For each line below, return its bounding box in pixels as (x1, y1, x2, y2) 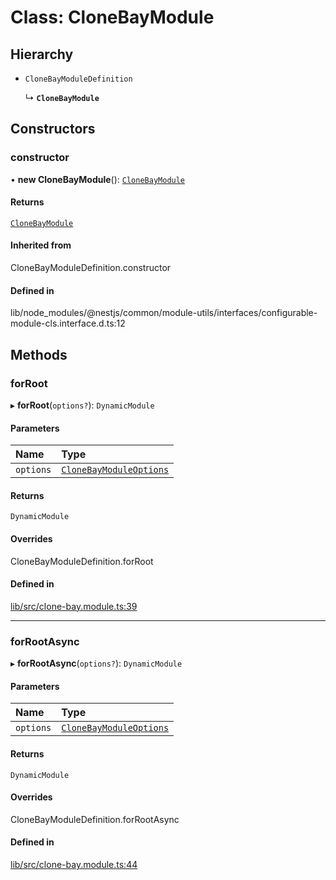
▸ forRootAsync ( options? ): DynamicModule (10, 657, 183, 670)
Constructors (10, 121, 96, 138)
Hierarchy (10, 46, 74, 63)
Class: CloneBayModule (10, 6, 215, 29)
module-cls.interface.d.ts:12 (10, 317, 126, 330)
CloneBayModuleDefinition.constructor (10, 262, 172, 274)
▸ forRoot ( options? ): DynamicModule (10, 399, 155, 411)
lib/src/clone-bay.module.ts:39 (10, 600, 138, 612)
